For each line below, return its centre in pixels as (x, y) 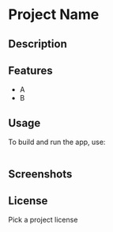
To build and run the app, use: (57, 142)
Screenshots (40, 174)
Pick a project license (43, 220)
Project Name (54, 15)
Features (30, 70)
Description (38, 44)
